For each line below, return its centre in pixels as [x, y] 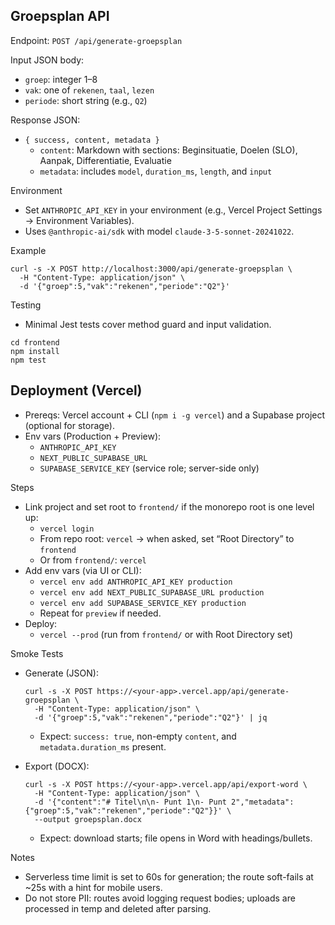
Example [28, 250]
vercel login [67, 529]
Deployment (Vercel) [76, 390]
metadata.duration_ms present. [103, 746]
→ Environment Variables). [79, 220]
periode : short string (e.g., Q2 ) [86, 100]
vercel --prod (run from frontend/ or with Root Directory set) [166, 634]
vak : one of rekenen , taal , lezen [89, 90]
